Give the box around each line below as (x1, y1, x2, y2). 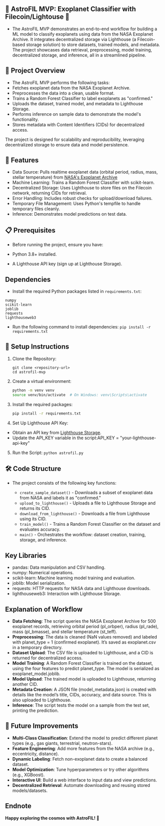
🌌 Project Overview (5, 66, 66, 75)
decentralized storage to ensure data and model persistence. (5, 141, 129, 147)
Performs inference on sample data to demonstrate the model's (12, 111, 141, 117)
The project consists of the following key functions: (12, 480, 117, 486)
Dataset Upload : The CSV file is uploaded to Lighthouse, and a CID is (12, 649, 154, 655)
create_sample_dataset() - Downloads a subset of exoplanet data (19, 490, 153, 496)
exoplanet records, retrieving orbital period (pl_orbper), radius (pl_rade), (12, 623, 159, 629)
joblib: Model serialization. (12, 580, 66, 586)
